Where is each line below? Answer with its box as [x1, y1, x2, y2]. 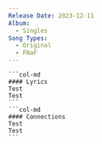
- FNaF [15, 49, 37, 57]
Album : [8, 19, 30, 27]
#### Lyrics [8, 78, 48, 86]
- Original [15, 42, 52, 50]
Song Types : [8, 34, 48, 42]
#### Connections [8, 113, 66, 121]
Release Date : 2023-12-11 [8, 11, 94, 20]
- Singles [15, 26, 48, 34]
